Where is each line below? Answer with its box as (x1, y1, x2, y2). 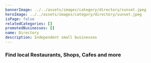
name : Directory (5, 30, 39, 35)
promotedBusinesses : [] (5, 26, 55, 31)
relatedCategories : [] (5, 21, 52, 26)
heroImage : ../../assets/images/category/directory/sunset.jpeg (5, 12, 142, 17)
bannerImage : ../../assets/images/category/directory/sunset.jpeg (5, 7, 146, 12)
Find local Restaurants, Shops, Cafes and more (5, 51, 121, 58)
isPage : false (5, 16, 35, 21)
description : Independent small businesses (5, 35, 97, 40)
